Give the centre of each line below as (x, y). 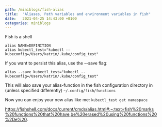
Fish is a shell (19, 37)
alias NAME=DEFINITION (28, 46)
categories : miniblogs (28, 23)
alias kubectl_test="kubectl (34, 50)
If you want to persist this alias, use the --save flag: (56, 63)
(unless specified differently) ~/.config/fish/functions (60, 91)
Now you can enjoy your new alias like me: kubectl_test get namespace (76, 100)
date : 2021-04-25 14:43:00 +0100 (41, 18)
